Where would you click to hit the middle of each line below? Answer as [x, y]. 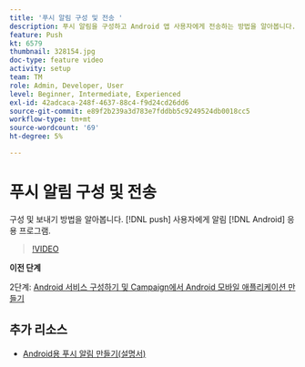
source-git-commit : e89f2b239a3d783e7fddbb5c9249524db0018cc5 [130, 111]
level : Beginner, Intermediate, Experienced [95, 94]
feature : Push [36, 35]
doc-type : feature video [56, 60]
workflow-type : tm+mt [51, 119]
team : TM [26, 77]
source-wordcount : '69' [55, 128]
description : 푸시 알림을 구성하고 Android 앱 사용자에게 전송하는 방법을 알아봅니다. [152, 26]
